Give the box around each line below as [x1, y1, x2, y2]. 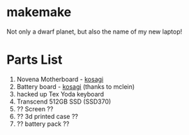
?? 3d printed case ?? [16, 112, 78, 120]
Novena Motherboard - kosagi [16, 75, 104, 83]
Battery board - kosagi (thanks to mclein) [16, 82, 135, 91]
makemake [6, 4, 72, 20]
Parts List [6, 52, 63, 68]
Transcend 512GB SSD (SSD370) [16, 97, 112, 106]
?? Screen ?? [16, 104, 54, 113]
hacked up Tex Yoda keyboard [16, 90, 105, 98]
